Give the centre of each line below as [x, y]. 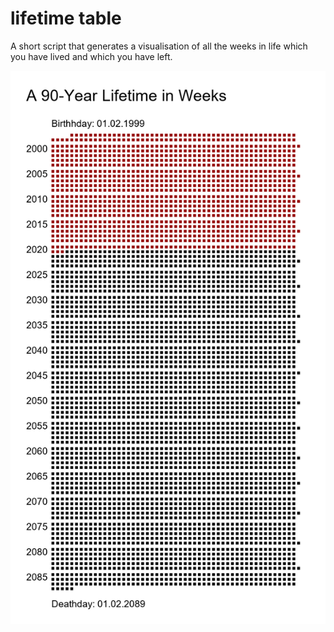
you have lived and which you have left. [91, 56]
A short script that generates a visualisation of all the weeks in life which [159, 46]
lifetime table [66, 18]
